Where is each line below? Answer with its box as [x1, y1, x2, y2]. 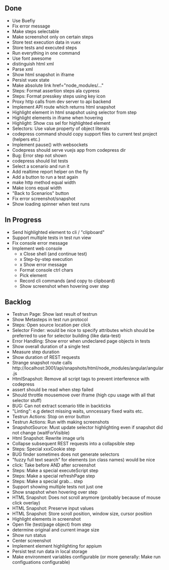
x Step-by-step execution [19, 256, 73, 262]
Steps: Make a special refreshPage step [12, 473, 96, 479]
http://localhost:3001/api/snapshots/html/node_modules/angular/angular [12, 365, 164, 371]
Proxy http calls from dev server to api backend [12, 98, 111, 105]
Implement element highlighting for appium [12, 543, 102, 549]
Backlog [5, 298, 31, 307]
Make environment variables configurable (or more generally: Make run [12, 554, 161, 560]
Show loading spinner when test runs [12, 200, 90, 207]
